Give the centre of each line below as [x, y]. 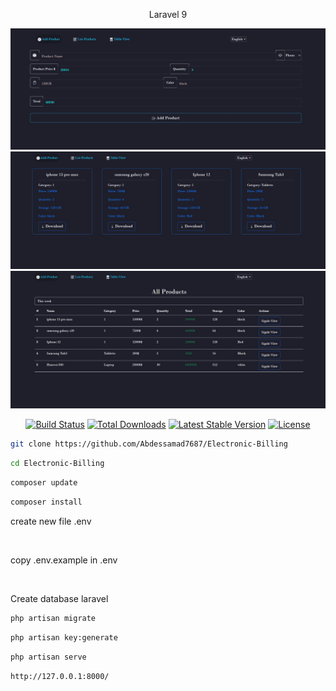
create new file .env [51, 521]
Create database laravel [59, 598]
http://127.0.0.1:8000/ [60, 676]
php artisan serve [48, 657]
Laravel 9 [168, 14]
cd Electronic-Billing [57, 464]
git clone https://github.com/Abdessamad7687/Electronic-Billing [149, 444]
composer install [46, 502]
